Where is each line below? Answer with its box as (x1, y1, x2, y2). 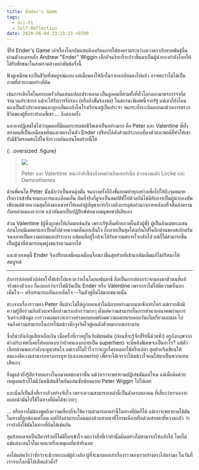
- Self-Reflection (12, 25, 58, 31)
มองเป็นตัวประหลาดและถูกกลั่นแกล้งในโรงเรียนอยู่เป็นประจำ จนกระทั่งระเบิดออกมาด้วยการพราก (6, 104, 191, 111)
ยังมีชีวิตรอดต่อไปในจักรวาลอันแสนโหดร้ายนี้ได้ (6, 135, 97, 142)
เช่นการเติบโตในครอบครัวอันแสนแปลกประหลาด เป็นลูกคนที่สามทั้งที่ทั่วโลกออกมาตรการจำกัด (6, 90, 186, 98)
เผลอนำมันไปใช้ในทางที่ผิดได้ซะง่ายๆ (6, 396, 77, 403)
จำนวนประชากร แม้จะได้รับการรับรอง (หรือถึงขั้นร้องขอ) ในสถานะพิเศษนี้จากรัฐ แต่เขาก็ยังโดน (6, 97, 187, 104)
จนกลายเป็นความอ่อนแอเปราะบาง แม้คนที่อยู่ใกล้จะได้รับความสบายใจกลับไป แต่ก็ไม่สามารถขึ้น (6, 233, 187, 240)
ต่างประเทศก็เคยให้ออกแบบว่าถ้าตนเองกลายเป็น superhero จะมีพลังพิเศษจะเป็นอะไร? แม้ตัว (6, 339, 188, 346)
